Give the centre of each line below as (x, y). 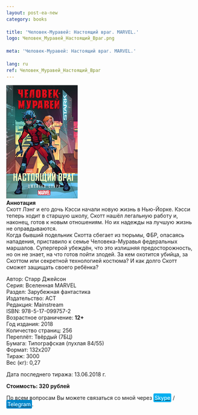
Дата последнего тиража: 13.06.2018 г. (56, 374)
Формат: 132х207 (29, 350)
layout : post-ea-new (32, 13)
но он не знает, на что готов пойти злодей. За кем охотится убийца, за (97, 254)
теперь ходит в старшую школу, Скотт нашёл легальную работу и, (92, 216)
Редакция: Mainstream (35, 304)
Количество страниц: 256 (39, 330)
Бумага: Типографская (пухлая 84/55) (55, 343)
